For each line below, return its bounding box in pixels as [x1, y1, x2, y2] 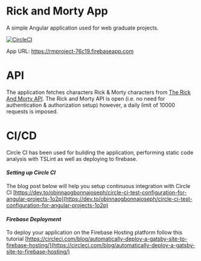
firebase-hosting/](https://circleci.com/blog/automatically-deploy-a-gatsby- [6, 242, 195, 249]
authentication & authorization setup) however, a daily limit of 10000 [6, 101, 176, 108]
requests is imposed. [6, 107, 59, 115]
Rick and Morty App [6, 4, 109, 18]
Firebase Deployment [6, 215, 62, 222]
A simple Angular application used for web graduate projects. [6, 24, 159, 31]
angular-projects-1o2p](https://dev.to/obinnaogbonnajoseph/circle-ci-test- [6, 195, 193, 203]
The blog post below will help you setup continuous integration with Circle [6, 183, 191, 190]
